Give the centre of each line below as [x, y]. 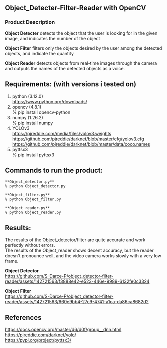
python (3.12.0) [28, 96]
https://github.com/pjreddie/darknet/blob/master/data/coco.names [81, 144]
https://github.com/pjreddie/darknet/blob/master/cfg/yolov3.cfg [78, 139]
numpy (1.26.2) [28, 117]
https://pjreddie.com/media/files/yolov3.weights [62, 133]
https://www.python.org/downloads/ [50, 101]
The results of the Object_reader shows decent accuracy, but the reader [79, 251]
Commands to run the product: [54, 170]
